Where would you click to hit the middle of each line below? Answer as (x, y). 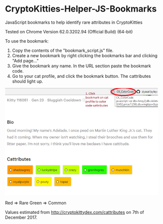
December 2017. (21, 217)
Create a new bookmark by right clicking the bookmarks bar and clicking (85, 55)
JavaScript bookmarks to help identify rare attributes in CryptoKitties (74, 22)
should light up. (28, 81)
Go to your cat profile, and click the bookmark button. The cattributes (81, 76)
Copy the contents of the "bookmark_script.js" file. (63, 50)
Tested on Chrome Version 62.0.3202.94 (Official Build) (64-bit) (69, 31)
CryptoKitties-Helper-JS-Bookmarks (81, 9)
